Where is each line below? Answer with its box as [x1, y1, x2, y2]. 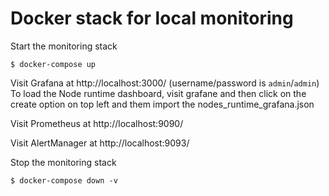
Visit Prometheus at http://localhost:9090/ [10, 117, 184, 129]
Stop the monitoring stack [10, 156, 117, 168]
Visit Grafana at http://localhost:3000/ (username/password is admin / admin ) [10, 77, 320, 89]
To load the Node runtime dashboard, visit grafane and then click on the [10, 87, 307, 99]
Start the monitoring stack [10, 40, 118, 52]
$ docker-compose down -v [10, 175, 118, 186]
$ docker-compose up [10, 59, 97, 69]
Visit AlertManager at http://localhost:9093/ [10, 137, 190, 149]
